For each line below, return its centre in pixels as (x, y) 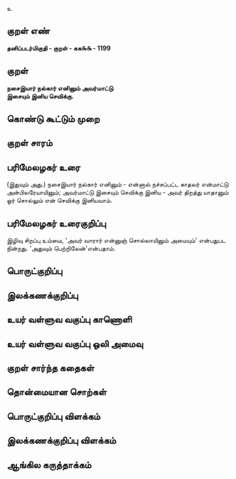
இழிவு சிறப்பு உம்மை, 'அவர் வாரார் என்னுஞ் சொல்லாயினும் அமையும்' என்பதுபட (116, 241)
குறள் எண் (28, 31)
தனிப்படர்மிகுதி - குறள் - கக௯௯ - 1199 (59, 48)
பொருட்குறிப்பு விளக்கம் (54, 416)
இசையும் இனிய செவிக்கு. (40, 96)
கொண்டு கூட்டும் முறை (53, 119)
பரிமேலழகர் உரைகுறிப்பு (56, 223)
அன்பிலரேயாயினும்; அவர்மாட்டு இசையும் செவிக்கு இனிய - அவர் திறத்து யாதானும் (118, 192)
